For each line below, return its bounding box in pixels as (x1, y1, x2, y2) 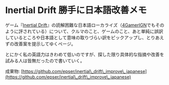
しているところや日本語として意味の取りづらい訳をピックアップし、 (5, 34, 147, 40)
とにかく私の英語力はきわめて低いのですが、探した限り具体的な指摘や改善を (5, 51, 164, 57)
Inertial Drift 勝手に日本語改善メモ (5, 4, 147, 16)
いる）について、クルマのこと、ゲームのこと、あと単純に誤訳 (36, 28, 163, 34)
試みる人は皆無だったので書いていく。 (5, 57, 85, 63)
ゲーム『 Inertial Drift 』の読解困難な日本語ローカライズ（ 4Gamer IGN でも (5, 22, 155, 28)
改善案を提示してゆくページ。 (14, 40, 76, 46)
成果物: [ (5, 68, 23, 74)
